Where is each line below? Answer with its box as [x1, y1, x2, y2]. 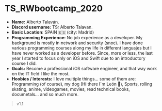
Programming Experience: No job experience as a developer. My [11, 34, 143, 40]
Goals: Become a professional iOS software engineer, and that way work [11, 65, 157, 71]
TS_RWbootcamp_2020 [4, 3, 103, 14]
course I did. [11, 60, 37, 66]
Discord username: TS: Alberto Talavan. [11, 24, 93, 30]
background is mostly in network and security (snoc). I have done [11, 40, 143, 46]
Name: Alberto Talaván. [11, 19, 59, 25]
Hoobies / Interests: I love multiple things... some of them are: [11, 76, 136, 81]
